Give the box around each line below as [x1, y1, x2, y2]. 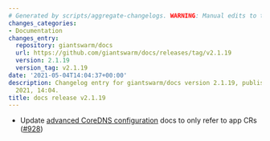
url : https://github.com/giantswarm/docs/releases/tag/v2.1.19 [15, 49, 231, 57]
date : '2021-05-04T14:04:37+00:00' [8, 71, 128, 79]
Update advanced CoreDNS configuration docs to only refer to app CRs [19, 115, 257, 125]
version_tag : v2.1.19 [15, 64, 88, 72]
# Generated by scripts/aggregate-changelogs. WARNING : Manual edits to [8, 11, 257, 20]
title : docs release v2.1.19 [8, 94, 106, 102]
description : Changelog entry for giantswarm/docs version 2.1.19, [8, 79, 239, 87]
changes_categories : [8, 19, 78, 27]
